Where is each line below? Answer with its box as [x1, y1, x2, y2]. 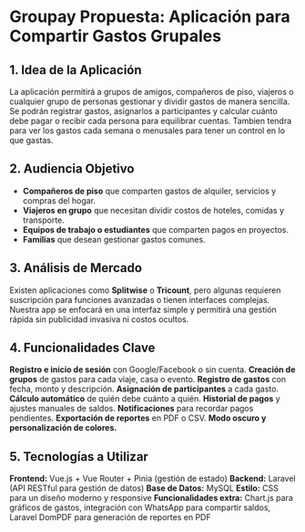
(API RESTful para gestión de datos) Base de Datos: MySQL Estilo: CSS [9, 483, 280, 494]
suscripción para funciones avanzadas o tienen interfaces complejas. [9, 294, 270, 305]
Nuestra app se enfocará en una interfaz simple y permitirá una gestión [9, 304, 278, 315]
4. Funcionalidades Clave [9, 340, 156, 356]
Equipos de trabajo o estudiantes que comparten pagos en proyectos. [22, 224, 290, 235]
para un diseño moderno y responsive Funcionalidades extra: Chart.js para [9, 493, 293, 504]
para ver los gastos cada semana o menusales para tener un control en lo [9, 125, 285, 136]
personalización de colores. [9, 422, 117, 433]
